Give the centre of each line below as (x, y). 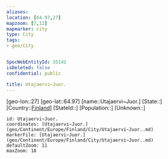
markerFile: (21, 135)
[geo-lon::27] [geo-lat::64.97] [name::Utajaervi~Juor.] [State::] (84, 101)
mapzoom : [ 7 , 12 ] (27, 23)
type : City (20, 35)
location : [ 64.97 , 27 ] (34, 18)
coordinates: (23, 124)
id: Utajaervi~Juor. (33, 119)
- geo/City (20, 46)
